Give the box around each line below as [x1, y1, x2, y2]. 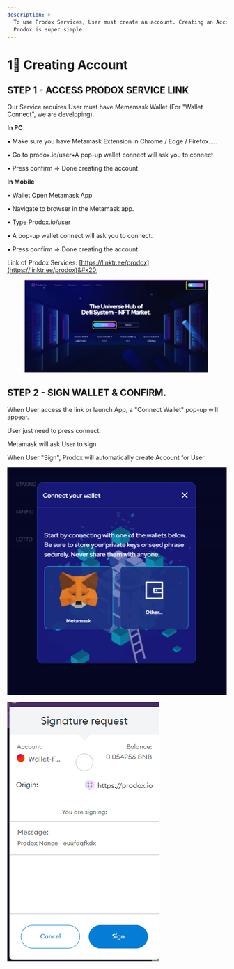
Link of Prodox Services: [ [7, 258, 81, 267]
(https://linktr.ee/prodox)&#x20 [7, 266, 97, 274]
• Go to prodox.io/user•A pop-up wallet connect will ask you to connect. [7, 150, 215, 159]
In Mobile [7, 178, 35, 186]
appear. [7, 413, 29, 421]
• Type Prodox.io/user [7, 218, 71, 226]
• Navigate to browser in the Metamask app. [7, 205, 134, 213]
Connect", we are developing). [7, 110, 95, 118]
